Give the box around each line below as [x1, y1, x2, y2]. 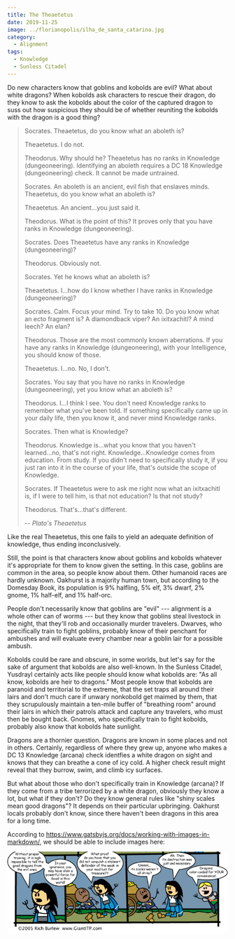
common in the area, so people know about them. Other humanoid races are [7, 568, 227, 576]
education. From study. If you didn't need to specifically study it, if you [24, 456, 228, 464]
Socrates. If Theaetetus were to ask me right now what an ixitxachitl [24, 484, 220, 492]
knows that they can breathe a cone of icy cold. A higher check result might [7, 758, 226, 766]
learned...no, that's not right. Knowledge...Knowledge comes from [24, 448, 215, 457]
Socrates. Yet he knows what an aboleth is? [24, 272, 150, 281]
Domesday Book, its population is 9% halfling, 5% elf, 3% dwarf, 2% [7, 583, 205, 592]
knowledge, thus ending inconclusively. [7, 540, 121, 548]
